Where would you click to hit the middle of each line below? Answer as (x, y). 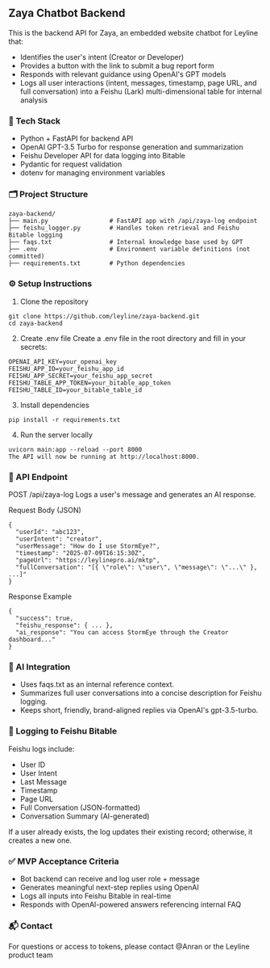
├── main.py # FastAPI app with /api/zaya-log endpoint (133, 221)
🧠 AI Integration (39, 667)
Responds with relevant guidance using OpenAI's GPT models (123, 74)
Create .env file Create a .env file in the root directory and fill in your (133, 338)
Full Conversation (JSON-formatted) (80, 807)
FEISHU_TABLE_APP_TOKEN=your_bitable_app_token (90, 383)
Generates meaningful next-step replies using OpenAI (109, 887)
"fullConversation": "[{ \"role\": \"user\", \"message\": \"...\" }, (137, 567)
